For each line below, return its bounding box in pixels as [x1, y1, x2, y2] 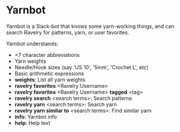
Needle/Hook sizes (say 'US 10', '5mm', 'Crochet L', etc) [14, 63, 149, 70]
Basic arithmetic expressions [14, 70, 84, 77]
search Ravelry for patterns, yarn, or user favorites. [6, 28, 130, 35]
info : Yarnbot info [14, 113, 57, 120]
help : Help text [14, 119, 51, 126]
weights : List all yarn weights [14, 76, 86, 83]
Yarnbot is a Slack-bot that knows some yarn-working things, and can [6, 23, 174, 30]
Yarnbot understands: [6, 40, 58, 47]
